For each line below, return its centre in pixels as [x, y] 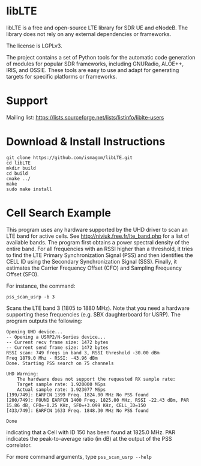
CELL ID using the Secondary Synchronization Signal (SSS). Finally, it [91, 261]
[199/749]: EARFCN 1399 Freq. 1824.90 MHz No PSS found [77, 395]
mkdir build [21, 168]
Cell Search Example [58, 213]
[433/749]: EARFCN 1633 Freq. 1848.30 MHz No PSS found [77, 410]
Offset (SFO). [22, 274]
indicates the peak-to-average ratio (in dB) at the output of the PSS [89, 438]
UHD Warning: [22, 374]
